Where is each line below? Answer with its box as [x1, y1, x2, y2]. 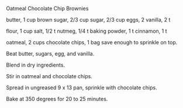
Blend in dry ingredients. [6, 61, 65, 68]
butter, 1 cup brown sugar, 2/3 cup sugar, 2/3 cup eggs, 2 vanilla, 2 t [6, 16, 171, 23]
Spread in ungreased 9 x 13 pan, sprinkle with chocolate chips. [6, 84, 157, 91]
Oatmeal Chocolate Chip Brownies [6, 5, 89, 12]
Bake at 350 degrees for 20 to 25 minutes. [6, 96, 108, 102]
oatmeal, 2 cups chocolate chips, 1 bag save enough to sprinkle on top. [6, 39, 178, 46]
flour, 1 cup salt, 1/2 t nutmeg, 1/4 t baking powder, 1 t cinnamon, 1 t [6, 27, 168, 34]
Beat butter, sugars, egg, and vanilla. [6, 50, 95, 57]
